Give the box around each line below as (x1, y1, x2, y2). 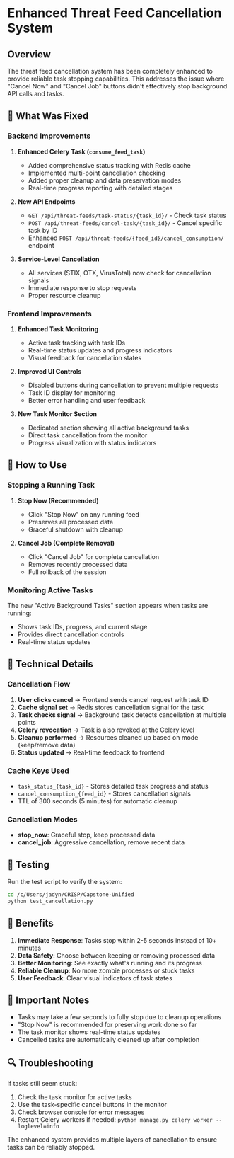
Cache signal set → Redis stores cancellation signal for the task (17, 703, 204, 711)
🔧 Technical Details (7, 658, 94, 670)
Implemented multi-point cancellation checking (28, 168, 166, 177)
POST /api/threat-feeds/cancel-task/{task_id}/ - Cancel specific (28, 218, 223, 227)
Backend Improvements (7, 131, 91, 141)
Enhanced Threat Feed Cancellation (7, 5, 222, 21)
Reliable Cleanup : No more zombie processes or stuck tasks (17, 966, 195, 975)
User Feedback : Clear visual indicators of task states (17, 973, 173, 982)
